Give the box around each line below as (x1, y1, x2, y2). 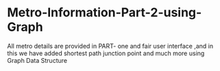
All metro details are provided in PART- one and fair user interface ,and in (7, 42, 214, 50)
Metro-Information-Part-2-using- (7, 5, 202, 20)
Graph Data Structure (7, 56, 67, 64)
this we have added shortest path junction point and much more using (7, 49, 205, 57)
